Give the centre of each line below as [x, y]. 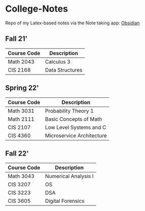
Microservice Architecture [76, 135]
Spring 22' [22, 88]
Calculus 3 [58, 61]
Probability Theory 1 [69, 111]
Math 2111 [21, 119]
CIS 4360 [19, 135]
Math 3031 [21, 111]
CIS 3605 [19, 201]
